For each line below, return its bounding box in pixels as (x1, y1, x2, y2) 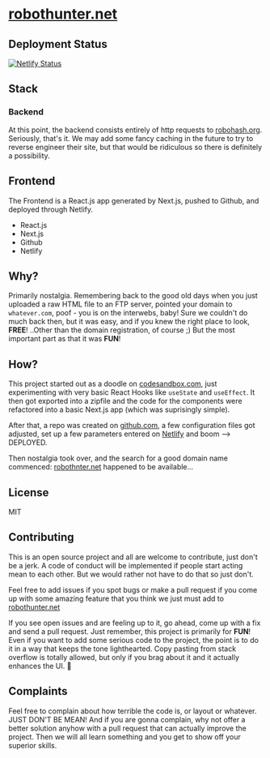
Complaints (8, 684, 68, 698)
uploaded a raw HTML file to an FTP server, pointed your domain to (8, 299, 233, 309)
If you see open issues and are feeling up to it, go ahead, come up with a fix (8, 618, 261, 627)
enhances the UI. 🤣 (8, 661, 72, 670)
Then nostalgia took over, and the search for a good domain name (8, 453, 229, 463)
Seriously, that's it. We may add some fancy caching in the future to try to (8, 133, 254, 143)
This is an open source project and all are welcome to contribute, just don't (8, 552, 259, 562)
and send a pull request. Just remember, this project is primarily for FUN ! (8, 626, 251, 636)
